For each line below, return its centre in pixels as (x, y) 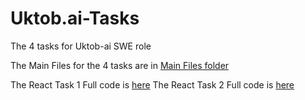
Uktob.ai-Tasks (75, 18)
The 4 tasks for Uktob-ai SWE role (81, 46)
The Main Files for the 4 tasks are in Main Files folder (120, 65)
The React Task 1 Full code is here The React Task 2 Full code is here (152, 84)
